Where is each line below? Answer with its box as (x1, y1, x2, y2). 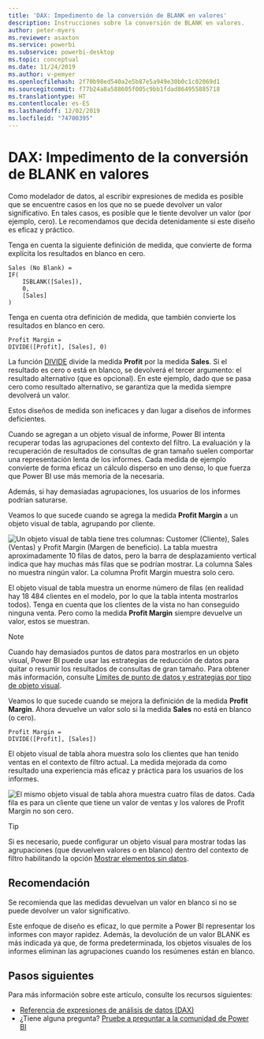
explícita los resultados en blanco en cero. (8, 248, 146, 258)
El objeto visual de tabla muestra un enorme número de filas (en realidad (8, 582, 244, 593)
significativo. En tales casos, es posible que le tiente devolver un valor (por (8, 208, 251, 217)
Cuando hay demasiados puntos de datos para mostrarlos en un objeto (8, 647, 239, 657)
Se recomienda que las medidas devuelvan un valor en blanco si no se (8, 898, 237, 907)
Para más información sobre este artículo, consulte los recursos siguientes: (8, 990, 253, 999)
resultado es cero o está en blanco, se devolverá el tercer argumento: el (8, 365, 242, 375)
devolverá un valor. (8, 390, 71, 400)
